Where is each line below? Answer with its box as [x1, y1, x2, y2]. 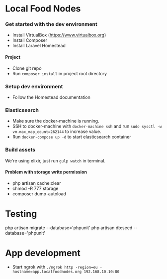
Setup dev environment [5, 83, 63, 90]
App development [5, 247, 81, 259]
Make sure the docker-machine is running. [12, 118, 99, 124]
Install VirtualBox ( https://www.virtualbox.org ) [12, 32, 106, 38]
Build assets [5, 146, 36, 153]
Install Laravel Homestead [12, 43, 66, 49]
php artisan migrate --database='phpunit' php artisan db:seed [5, 225, 133, 231]
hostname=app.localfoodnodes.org [12, 269, 82, 274]
